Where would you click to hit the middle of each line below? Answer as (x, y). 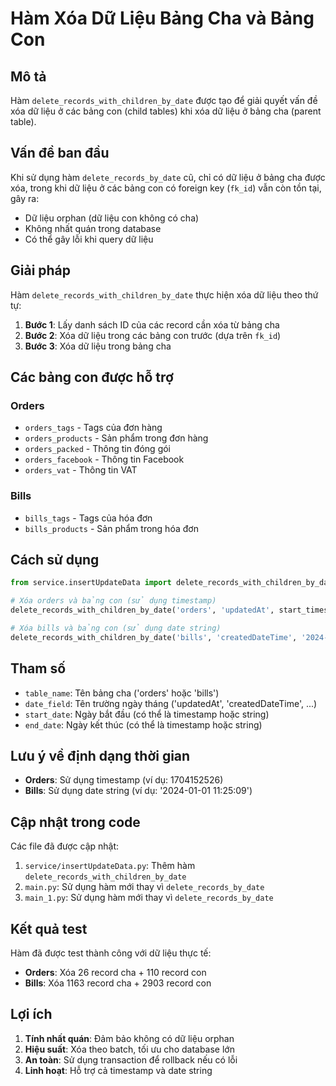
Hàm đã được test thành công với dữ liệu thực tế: (111, 953)
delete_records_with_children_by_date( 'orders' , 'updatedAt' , (142, 610)
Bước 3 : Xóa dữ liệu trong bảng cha (98, 346)
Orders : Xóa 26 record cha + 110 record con (115, 973)
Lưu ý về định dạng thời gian (100, 756)
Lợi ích (31, 1014)
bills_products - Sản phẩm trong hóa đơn (111, 528)
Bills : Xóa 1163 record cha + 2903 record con (118, 983)
